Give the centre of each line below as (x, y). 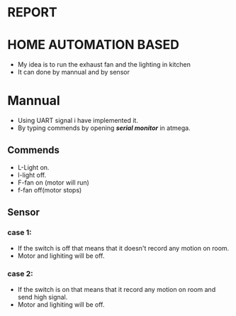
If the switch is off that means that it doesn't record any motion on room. (123, 248)
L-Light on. (33, 167)
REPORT (33, 12)
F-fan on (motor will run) (54, 182)
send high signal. (43, 297)
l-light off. (32, 175)
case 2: (20, 274)
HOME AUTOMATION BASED (93, 45)
